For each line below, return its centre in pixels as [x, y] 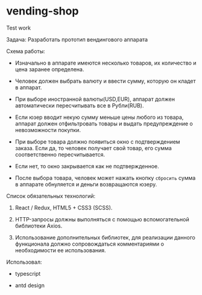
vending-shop [43, 11]
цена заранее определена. [49, 69]
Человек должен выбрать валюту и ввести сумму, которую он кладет [105, 81]
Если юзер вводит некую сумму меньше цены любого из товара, [99, 117]
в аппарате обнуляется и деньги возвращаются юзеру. [86, 184]
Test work [19, 28]
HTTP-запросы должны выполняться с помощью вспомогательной [102, 219]
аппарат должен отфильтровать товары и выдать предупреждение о [104, 123]
